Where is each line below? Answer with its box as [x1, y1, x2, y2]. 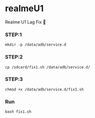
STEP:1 [5, 31, 22, 38]
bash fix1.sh [5, 109, 32, 115]
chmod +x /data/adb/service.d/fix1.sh [5, 87, 84, 92]
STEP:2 [5, 54, 23, 60]
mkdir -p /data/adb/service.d [5, 42, 67, 47]
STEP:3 [5, 76, 23, 83]
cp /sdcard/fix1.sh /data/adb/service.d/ [5, 64, 91, 70]
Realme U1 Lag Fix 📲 [5, 19, 46, 25]
